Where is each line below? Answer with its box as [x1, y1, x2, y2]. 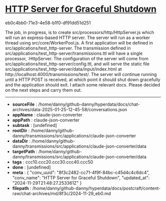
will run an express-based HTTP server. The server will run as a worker [5, 35, 150, 40]
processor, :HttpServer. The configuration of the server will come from [5, 55, 149, 61]
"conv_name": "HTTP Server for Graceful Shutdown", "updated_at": [12, 174, 150, 181]
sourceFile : [12, 101, 38, 107]
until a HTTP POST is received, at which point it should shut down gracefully [5, 77, 161, 82]
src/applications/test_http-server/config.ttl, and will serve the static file [5, 61, 150, 67]
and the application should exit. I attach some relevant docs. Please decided [5, 81, 161, 87]
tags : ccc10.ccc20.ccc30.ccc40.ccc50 [12, 159, 93, 165]
